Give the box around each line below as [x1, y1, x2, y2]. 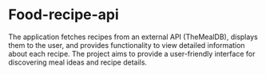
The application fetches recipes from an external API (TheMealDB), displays [8, 32, 258, 41]
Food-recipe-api [8, 6, 120, 24]
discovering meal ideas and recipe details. [8, 57, 148, 67]
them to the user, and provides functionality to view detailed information [8, 40, 245, 49]
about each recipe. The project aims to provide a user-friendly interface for [8, 49, 256, 58]
